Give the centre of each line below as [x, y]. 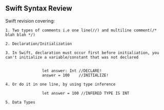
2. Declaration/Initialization [39, 44]
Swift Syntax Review [39, 8]
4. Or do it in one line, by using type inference [60, 84]
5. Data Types [20, 102]
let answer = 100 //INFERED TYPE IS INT [86, 93]
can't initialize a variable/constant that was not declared [72, 57]
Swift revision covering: [30, 21]
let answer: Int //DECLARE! [72, 71]
